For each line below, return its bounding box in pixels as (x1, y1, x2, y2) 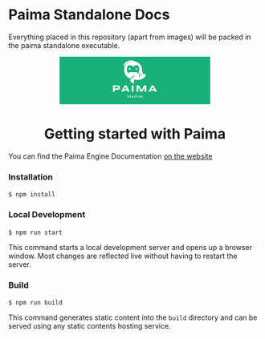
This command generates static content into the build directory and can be (8, 313, 258, 322)
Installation (8, 172, 54, 182)
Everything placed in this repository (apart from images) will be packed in (8, 32, 251, 42)
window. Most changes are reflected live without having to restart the (8, 251, 238, 260)
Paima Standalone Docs (8, 6, 170, 24)
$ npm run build (8, 298, 63, 306)
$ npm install (8, 191, 56, 199)
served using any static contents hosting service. (8, 321, 171, 330)
